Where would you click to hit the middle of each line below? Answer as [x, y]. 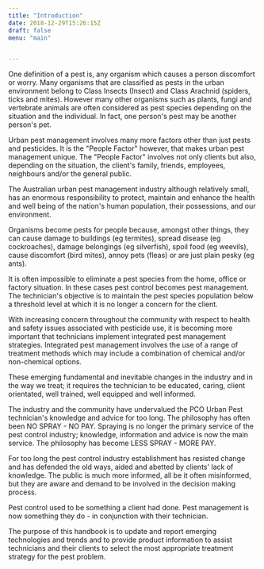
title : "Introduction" [46, 15]
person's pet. [30, 125]
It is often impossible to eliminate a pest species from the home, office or [127, 279]
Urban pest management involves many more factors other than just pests [130, 140]
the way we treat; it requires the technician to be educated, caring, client [127, 386]
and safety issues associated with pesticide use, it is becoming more [121, 328]
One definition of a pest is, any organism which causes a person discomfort [132, 74]
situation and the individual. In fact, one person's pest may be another [122, 117]
